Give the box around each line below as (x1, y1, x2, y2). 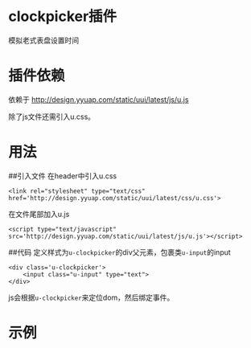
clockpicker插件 (8, 7, 117, 26)
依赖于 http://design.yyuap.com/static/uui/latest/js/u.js (8, 94, 189, 104)
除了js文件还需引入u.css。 (8, 112, 95, 121)
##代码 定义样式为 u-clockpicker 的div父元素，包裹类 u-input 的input (8, 247, 231, 257)
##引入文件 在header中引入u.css (8, 170, 117, 181)
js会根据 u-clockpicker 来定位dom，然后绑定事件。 (8, 293, 175, 302)
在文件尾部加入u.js (8, 209, 70, 219)
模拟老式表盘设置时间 (8, 35, 79, 45)
